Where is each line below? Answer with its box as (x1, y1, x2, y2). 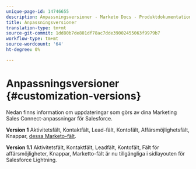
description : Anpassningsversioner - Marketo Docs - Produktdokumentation (6, 14, 192, 20)
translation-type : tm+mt (6, 25, 66, 31)
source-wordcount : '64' (6, 42, 64, 47)
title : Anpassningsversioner (6, 19, 77, 25)
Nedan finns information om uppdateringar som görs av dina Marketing (6, 109, 177, 116)
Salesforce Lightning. (6, 156, 57, 163)
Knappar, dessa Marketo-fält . (6, 132, 77, 139)
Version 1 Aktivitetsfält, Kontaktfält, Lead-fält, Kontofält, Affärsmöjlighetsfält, (6, 126, 190, 133)
